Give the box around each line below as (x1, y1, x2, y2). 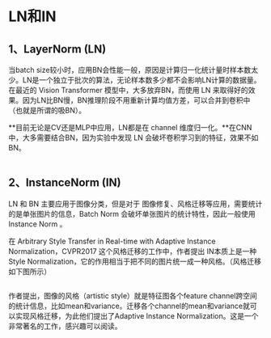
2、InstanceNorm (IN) (8, 175, 121, 190)
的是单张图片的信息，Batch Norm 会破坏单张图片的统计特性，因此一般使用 (8, 209, 256, 218)
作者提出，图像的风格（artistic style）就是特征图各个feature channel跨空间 (8, 290, 257, 300)
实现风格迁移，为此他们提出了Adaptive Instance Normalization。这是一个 (15, 311, 259, 320)
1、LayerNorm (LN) (8, 42, 107, 56)
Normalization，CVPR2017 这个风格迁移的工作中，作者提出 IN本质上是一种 (8, 246, 257, 256)
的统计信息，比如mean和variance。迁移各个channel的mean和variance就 (8, 301, 251, 311)
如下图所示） (8, 266, 51, 276)
